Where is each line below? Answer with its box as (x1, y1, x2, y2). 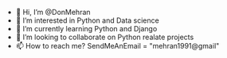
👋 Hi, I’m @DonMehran (15, 8, 91, 16)
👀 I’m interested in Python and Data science (15, 16, 159, 25)
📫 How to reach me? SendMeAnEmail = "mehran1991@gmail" (15, 42, 220, 50)
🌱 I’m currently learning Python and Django (15, 24, 158, 33)
